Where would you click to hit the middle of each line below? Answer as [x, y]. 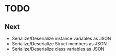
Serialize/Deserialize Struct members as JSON [59, 44]
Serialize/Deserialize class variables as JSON [58, 49]
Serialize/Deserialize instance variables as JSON [61, 38]
